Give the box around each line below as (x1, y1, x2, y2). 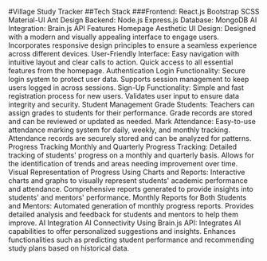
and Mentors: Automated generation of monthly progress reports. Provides (8, 201, 254, 210)
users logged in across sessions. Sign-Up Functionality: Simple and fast (8, 83, 245, 92)
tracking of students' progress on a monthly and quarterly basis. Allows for (8, 150, 254, 160)
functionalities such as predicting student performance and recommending (8, 235, 255, 244)
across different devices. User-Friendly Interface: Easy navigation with (8, 49, 240, 58)
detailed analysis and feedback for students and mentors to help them (8, 210, 239, 219)
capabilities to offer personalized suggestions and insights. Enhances (8, 227, 237, 236)
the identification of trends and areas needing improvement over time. (8, 159, 238, 168)
